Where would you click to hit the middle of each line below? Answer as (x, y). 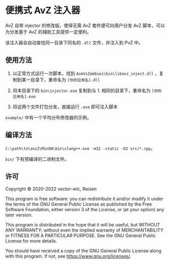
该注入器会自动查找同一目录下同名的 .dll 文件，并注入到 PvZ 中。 (74, 42)
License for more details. (31, 241)
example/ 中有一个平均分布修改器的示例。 (48, 117)
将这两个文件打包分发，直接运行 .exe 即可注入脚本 (65, 107)
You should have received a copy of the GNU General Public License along (83, 251)
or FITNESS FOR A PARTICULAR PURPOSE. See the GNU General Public (81, 236)
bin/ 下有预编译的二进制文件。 (37, 159)
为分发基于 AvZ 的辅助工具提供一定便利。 (48, 31)
